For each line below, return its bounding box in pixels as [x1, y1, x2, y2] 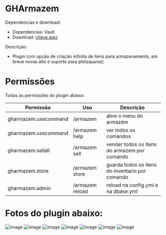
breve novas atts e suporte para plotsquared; [12, 58, 104, 64]
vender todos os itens [106, 141, 157, 147]
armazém [106, 118, 128, 125]
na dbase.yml [106, 188, 138, 194]
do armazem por [106, 147, 145, 154]
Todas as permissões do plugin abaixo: [5, 92, 85, 98]
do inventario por [106, 167, 146, 174]
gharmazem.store [7, 167, 48, 174]
